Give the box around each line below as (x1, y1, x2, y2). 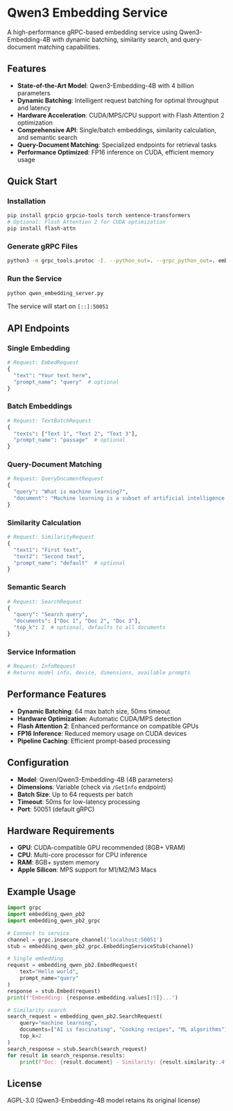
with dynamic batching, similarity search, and (51, 35, 182, 43)
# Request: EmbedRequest (7, 359, 79, 366)
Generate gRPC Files (7, 242, 78, 251)
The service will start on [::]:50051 (7, 302, 109, 310)
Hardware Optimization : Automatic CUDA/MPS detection (17, 714, 182, 723)
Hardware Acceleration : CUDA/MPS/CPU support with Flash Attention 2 (17, 111, 225, 119)
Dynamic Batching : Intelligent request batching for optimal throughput (17, 96, 219, 104)
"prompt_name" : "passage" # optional (13, 436, 126, 443)
